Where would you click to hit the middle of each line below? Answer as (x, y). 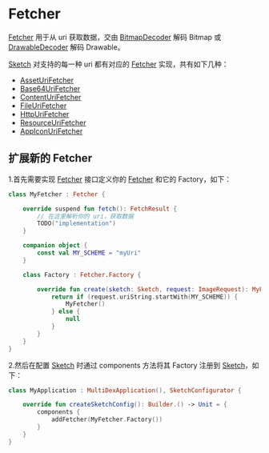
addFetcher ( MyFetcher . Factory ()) (106, 420)
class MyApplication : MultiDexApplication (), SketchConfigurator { (125, 390)
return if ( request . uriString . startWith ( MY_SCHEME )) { (145, 297)
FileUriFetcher (43, 106)
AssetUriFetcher (47, 80)
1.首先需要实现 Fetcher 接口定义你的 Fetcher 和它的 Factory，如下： (120, 179)
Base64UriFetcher (50, 88)
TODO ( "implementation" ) (76, 224)
